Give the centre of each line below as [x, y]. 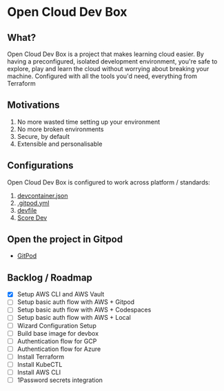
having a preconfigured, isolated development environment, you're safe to [112, 61]
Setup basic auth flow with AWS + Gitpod [76, 302]
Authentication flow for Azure [59, 349]
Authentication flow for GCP [57, 341]
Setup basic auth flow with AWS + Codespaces [84, 310]
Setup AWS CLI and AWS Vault [61, 294]
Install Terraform [41, 356]
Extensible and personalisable [60, 144]
